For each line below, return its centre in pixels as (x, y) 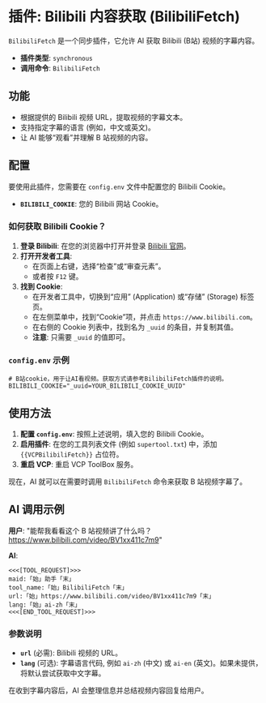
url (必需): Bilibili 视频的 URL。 (71, 653)
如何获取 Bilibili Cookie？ (57, 226)
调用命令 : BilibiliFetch (60, 68)
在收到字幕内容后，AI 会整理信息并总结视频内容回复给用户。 (108, 691)
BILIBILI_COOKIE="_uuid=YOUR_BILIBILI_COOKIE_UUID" (97, 386)
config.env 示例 (39, 360)
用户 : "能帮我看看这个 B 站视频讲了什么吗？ (80, 530)
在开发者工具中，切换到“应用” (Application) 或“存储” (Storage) (135, 296)
